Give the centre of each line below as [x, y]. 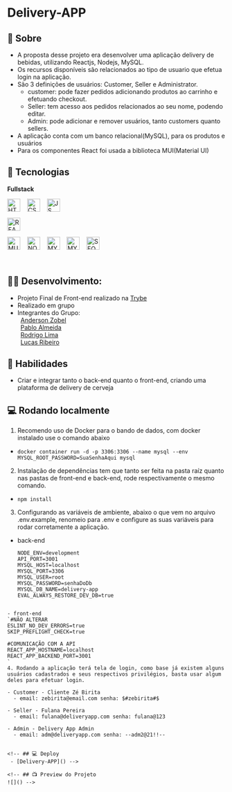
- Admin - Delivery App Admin [51, 729]
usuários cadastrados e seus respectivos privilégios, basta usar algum [114, 674]
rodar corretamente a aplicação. [63, 527]
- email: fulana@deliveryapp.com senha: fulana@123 [90, 717]
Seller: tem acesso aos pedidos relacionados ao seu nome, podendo [125, 106]
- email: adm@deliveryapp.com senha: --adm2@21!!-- [90, 735]
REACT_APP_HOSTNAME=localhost [51, 650]
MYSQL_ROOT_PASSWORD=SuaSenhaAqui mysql [76, 458]
